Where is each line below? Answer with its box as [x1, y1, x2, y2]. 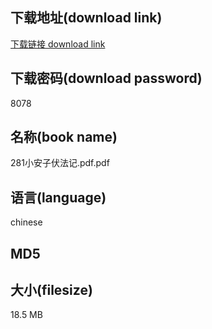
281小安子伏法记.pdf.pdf [10, 157, 110, 169]
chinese [10, 216, 43, 228]
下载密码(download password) [10, 70, 203, 87]
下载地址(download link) [10, 9, 163, 27]
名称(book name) [10, 129, 118, 146]
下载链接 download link [10, 38, 106, 50]
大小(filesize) [10, 282, 93, 299]
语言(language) [10, 189, 107, 206]
